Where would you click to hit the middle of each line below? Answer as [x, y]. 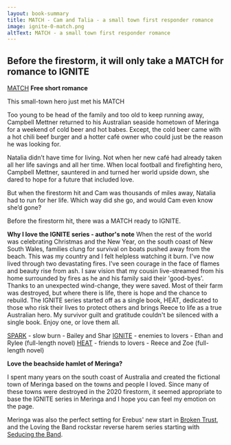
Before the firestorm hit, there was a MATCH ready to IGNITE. [94, 221]
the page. [21, 406]
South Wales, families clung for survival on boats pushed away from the [109, 249]
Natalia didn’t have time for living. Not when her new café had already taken [114, 158]
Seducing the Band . [35, 435]
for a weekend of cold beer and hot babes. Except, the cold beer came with [114, 130]
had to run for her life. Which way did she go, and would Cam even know [110, 200]
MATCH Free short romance [47, 88]
